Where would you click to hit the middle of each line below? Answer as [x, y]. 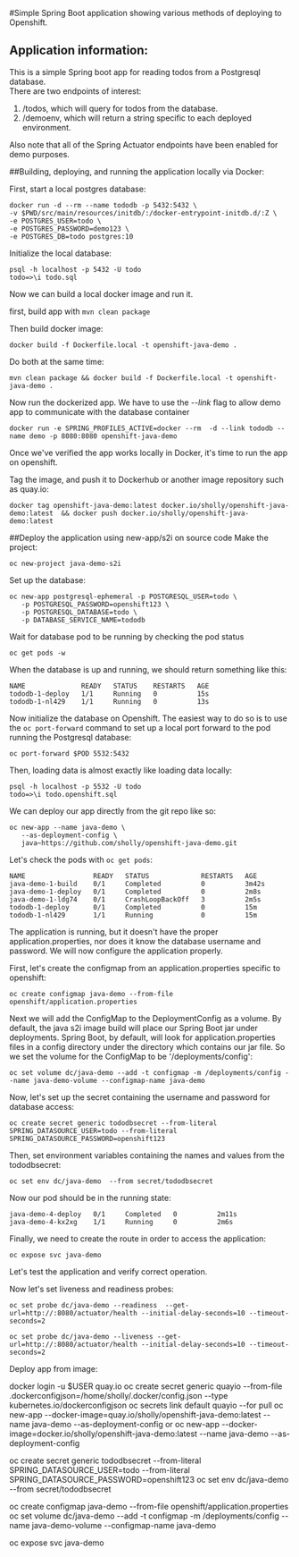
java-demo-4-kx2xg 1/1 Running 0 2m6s [121, 1222]
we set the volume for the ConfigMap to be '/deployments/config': [131, 1056]
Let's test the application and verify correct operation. [108, 1271]
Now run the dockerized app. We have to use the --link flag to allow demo [145, 402]
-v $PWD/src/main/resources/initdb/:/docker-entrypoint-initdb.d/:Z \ [143, 213]
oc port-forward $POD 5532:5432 [69, 753]
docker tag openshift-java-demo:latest [83, 505]
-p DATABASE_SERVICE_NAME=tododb [83, 620]
